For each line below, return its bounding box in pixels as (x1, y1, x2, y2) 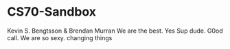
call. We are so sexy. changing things (7, 33, 113, 42)
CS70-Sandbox (7, 4, 97, 20)
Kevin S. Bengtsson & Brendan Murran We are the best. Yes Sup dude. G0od (7, 27, 223, 35)
